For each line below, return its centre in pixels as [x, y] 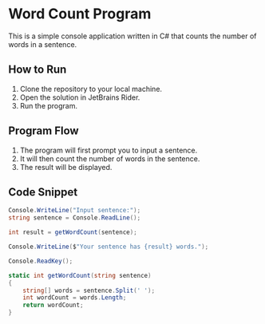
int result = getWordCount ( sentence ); [73, 232]
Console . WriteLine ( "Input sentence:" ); [75, 211]
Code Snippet [43, 192]
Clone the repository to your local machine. [91, 89]
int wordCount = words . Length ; [75, 298]
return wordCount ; [53, 305]
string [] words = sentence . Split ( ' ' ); [89, 290]
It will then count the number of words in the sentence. [110, 158]
